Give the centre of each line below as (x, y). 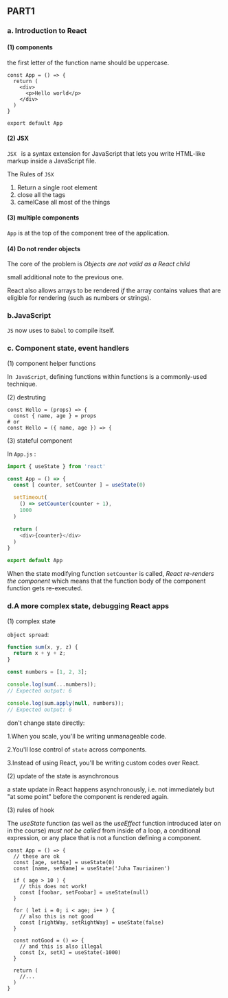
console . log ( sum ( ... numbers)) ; (52, 685)
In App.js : (22, 454)
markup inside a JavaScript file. (52, 161)
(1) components (30, 47)
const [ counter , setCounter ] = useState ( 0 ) (80, 485)
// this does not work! (54, 886)
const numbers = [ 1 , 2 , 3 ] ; (47, 672)
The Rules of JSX (31, 174)
